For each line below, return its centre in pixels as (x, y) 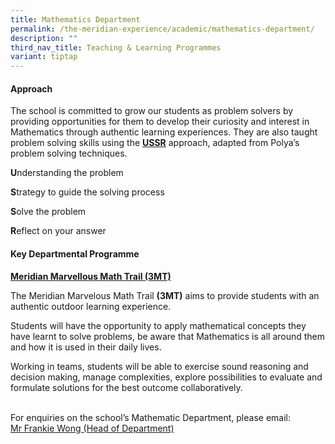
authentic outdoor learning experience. (91, 306)
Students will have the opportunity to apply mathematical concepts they (158, 325)
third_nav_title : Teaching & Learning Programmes (116, 47)
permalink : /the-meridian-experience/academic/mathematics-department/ (162, 29)
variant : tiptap (44, 57)
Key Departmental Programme (75, 253)
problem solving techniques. (69, 153)
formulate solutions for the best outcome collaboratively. (126, 387)
